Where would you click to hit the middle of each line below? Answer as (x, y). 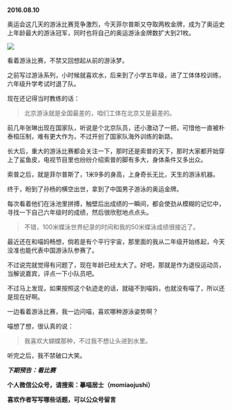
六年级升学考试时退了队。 (43, 84)
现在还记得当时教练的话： (43, 98)
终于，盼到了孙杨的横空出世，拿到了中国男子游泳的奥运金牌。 (95, 189)
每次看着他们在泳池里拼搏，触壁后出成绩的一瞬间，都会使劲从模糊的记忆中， (116, 204)
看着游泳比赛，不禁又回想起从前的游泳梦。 (68, 60)
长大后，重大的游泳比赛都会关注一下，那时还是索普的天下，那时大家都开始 (113, 151)
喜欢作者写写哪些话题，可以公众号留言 (61, 399)
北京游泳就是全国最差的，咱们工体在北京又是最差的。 (100, 113)
